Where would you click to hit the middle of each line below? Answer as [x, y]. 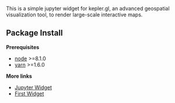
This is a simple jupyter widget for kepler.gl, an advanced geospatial [88, 8]
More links [19, 76]
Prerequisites [23, 47]
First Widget [29, 94]
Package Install [34, 33]
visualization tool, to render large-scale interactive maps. [74, 15]
